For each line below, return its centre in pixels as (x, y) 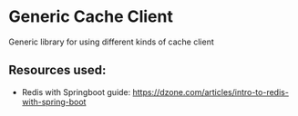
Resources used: (57, 70)
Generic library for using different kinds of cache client (112, 42)
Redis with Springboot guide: (76, 92)
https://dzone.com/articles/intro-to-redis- (211, 92)
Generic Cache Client (91, 17)
